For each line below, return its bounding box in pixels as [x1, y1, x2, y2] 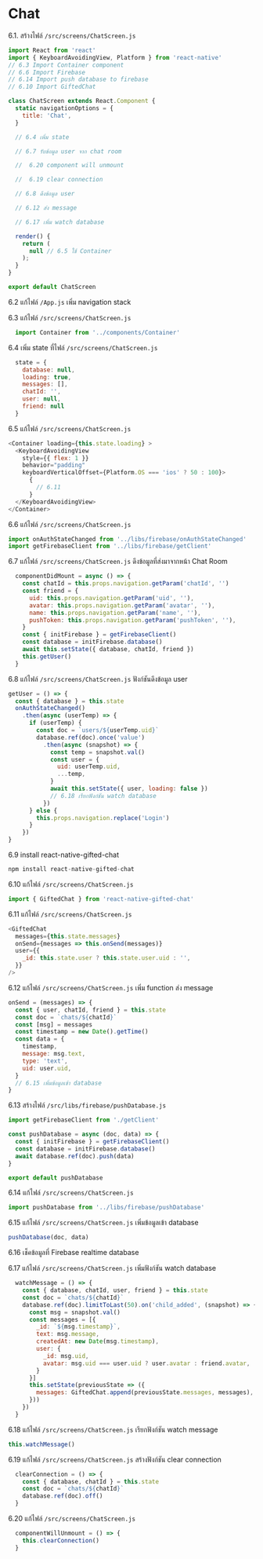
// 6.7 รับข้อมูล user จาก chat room [15, 147, 122, 156]
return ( [22, 240, 51, 247]
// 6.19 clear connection [15, 176, 103, 184]
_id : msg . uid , [42, 1352, 89, 1360]
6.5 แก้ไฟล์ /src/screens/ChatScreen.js [8, 423, 131, 433]
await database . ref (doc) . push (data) [15, 1152, 135, 1160]
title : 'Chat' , [22, 112, 72, 119]
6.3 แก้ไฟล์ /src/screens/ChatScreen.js [8, 313, 131, 322]
